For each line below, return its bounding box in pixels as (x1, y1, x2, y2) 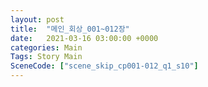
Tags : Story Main (10, 52, 83, 62)
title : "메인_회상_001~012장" (10, 24, 130, 34)
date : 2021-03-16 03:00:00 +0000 (10, 33, 159, 43)
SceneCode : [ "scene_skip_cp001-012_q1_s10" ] (10, 61, 199, 71)
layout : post (10, 14, 65, 25)
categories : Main (10, 42, 83, 53)
